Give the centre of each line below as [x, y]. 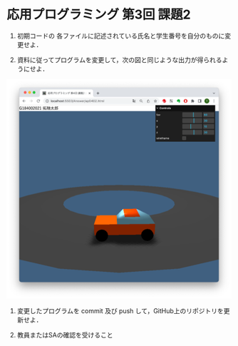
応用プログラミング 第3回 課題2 [99, 15]
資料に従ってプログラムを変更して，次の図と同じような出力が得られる [119, 60]
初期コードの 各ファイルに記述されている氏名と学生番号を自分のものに [121, 36]
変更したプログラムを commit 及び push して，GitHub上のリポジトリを [120, 310]
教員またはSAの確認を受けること [65, 335]
